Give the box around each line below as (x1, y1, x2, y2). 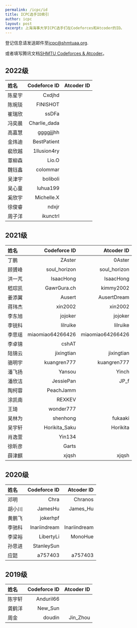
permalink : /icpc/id (5, 7, 48, 12)
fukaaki (112, 415, 130, 422)
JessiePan (52, 377, 76, 384)
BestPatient (32, 138, 60, 145)
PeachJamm (47, 386, 76, 393)
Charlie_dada (29, 120, 60, 126)
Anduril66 (36, 596, 60, 603)
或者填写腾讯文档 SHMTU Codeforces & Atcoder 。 (5, 51, 107, 57)
